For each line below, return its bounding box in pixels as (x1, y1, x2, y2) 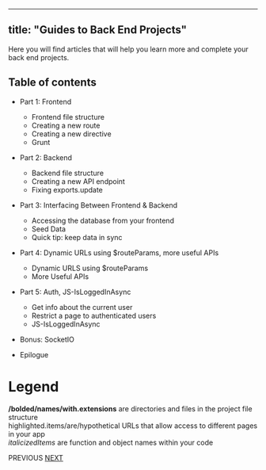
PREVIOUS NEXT (8, 453, 63, 462)
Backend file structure (31, 168, 104, 178)
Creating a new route (31, 120, 101, 130)
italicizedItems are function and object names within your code (8, 438, 214, 447)
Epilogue (19, 350, 49, 359)
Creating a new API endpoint (31, 176, 125, 186)
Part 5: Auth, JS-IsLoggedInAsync (19, 287, 131, 296)
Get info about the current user (31, 302, 133, 311)
